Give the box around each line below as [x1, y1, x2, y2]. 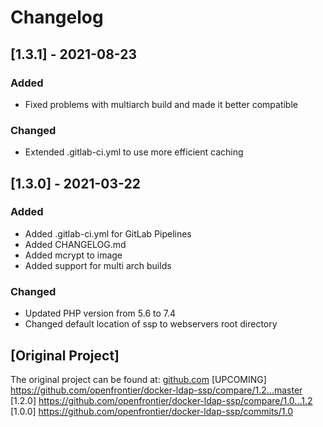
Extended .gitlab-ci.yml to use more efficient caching [24, 146, 244, 158]
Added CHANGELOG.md [24, 238, 127, 250]
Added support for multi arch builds [24, 259, 172, 271]
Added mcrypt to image [24, 249, 123, 261]
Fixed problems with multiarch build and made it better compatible [24, 98, 298, 110]
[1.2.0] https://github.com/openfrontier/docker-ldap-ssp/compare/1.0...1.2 [10, 394, 313, 406]
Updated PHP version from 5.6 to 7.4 [24, 307, 177, 320]
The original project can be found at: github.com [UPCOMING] [10, 373, 267, 385]
